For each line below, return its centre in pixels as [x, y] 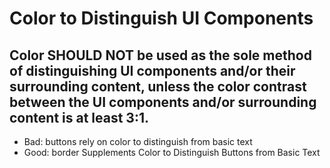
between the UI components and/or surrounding [163, 102]
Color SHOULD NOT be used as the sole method [160, 55]
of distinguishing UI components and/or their [152, 70]
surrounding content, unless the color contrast [158, 86]
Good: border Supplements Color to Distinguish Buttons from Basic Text [172, 152]
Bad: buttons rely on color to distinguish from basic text [138, 141]
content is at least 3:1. [79, 117]
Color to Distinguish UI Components [161, 18]
